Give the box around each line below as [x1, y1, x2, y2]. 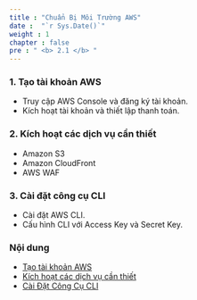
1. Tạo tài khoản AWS [9, 76, 102, 88]
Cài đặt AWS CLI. [21, 210, 86, 221]
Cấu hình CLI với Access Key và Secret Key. [21, 220, 183, 230]
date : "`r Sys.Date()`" [9, 21, 105, 30]
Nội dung [9, 241, 50, 254]
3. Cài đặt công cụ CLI [9, 189, 106, 202]
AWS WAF [21, 167, 61, 178]
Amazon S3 [21, 148, 65, 159]
